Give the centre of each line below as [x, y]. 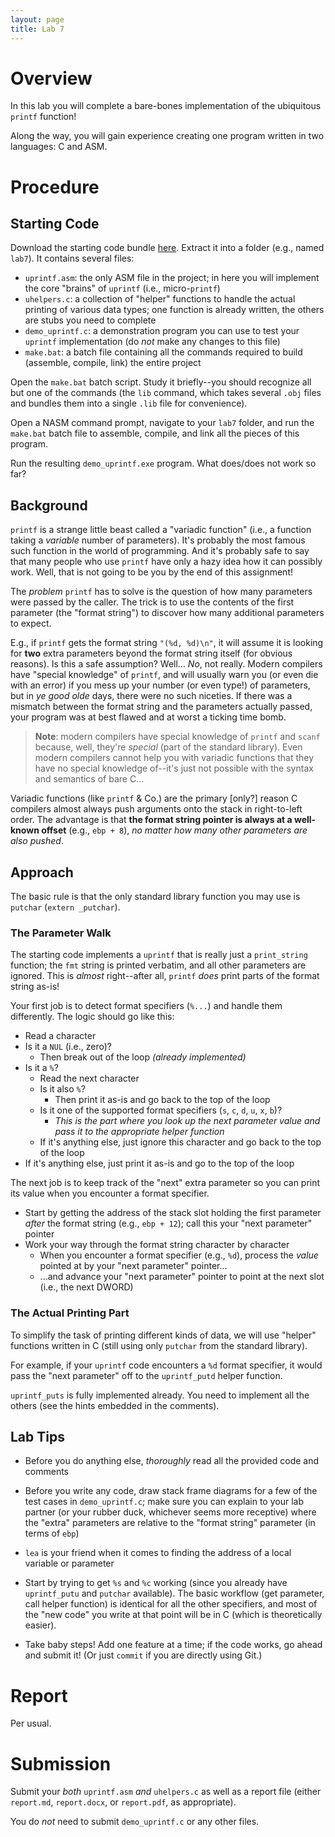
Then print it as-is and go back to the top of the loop [162, 1100]
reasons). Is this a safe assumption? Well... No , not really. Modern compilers [166, 664]
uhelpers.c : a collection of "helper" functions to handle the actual [160, 299]
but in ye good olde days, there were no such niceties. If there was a [151, 696]
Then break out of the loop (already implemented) [143, 1057]
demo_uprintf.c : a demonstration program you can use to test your [162, 331]
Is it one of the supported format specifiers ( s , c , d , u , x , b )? [161, 1110]
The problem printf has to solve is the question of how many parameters [161, 592]
